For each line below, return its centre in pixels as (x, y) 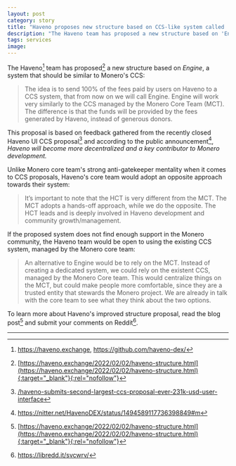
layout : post (26, 14)
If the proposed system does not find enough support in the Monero (106, 234)
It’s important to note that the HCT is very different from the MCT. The (125, 199)
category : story (31, 20)
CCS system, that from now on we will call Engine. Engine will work (122, 96)
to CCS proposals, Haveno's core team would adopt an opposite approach (115, 177)
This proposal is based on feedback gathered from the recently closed (109, 132)
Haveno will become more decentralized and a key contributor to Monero (113, 149)
